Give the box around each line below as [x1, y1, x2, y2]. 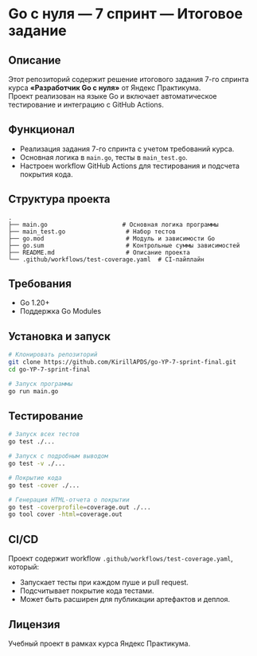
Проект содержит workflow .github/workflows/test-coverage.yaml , [8, 554, 233, 564]
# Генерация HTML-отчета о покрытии [8, 495, 130, 504]
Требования [8, 277, 72, 291]
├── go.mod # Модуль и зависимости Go [8, 234, 216, 243]
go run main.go [8, 387, 59, 395]
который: [8, 562, 40, 572]
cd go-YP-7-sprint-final [8, 365, 91, 373]
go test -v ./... [8, 459, 66, 468]
